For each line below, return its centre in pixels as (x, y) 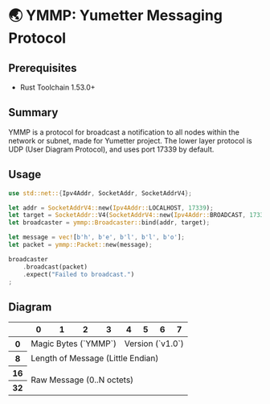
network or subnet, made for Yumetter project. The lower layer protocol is (130, 140)
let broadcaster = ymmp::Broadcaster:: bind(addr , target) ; (109, 223)
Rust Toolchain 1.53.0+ (57, 87)
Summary (33, 112)
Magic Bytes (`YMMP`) (74, 344)
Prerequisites (43, 68)
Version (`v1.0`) (154, 344)
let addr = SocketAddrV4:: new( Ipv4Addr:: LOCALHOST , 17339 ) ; (111, 208)
